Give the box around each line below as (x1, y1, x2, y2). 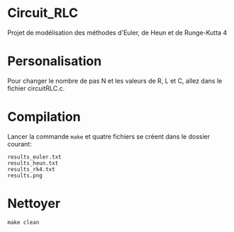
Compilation (7, 109, 81, 125)
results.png (7, 172, 43, 179)
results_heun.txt (7, 159, 59, 167)
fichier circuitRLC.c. (7, 83, 65, 93)
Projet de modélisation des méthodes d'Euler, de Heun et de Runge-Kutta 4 (7, 28, 228, 37)
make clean (7, 219, 40, 226)
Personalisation (7, 53, 102, 69)
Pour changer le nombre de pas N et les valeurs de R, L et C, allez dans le (7, 76, 223, 85)
